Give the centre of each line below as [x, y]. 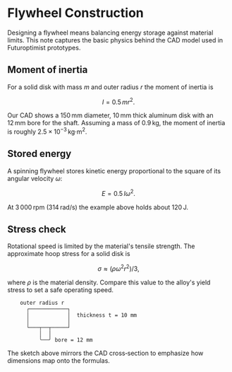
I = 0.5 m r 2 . [118, 101]
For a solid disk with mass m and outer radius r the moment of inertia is [110, 87]
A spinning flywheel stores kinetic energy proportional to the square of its [114, 170]
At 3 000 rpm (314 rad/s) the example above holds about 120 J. [98, 207]
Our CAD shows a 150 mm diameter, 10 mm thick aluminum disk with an [110, 115]
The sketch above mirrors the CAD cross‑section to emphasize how [105, 353]
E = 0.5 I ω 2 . [118, 192]
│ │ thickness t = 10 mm [81, 315]
